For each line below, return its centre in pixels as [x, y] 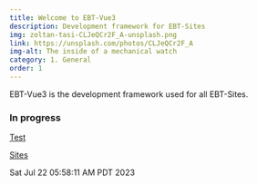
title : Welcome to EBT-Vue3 [63, 18]
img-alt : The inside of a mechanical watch [93, 52]
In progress [35, 117]
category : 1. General [51, 60]
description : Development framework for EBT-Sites [108, 26]
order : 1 [26, 69]
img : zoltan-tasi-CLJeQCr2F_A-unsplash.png [93, 34]
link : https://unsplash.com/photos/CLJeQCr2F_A [102, 43]
